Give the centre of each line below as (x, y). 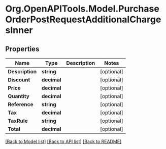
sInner (19, 30)
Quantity (19, 96)
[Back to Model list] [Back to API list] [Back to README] (63, 141)
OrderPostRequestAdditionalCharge (83, 19)
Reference (21, 104)
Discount (19, 80)
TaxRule (18, 121)
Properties (22, 49)
